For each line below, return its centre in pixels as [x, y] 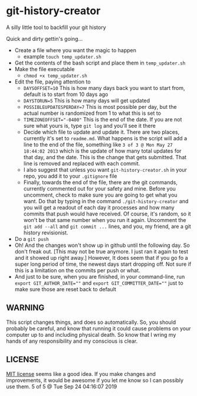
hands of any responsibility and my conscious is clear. [72, 341]
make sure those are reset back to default [65, 289]
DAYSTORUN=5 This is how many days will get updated [87, 100]
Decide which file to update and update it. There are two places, [101, 132]
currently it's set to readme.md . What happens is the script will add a [105, 138]
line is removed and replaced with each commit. [82, 163]
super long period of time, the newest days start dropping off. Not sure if [103, 264]
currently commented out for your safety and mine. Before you [99, 188]
